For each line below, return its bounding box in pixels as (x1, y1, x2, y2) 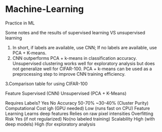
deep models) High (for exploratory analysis (5, 121, 96, 127)
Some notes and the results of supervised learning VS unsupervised (5, 29, 146, 35)
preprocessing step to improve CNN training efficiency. (12, 71, 126, 77)
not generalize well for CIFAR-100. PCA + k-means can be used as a (12, 66, 152, 72)
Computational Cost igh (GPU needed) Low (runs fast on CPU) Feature (5, 105, 151, 111)
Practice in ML (5, 20, 35, 26)
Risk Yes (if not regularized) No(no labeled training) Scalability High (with (5, 116, 155, 122)
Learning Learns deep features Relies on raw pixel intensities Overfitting (5, 111, 154, 117)
